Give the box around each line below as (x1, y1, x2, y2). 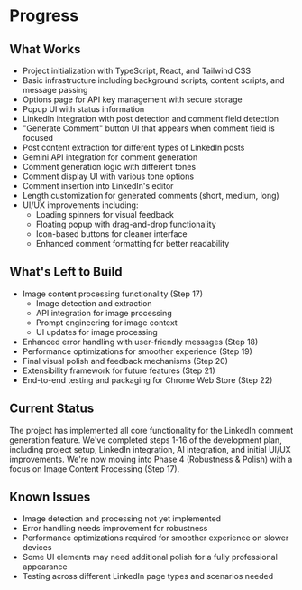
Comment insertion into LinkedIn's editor (22, 181, 174, 191)
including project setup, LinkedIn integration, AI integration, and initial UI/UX (9, 444, 291, 454)
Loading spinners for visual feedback (35, 210, 174, 220)
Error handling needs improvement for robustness (22, 523, 208, 534)
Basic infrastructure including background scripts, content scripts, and (22, 75, 286, 86)
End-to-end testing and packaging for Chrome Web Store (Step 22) (22, 374, 273, 385)
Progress (9, 5, 79, 26)
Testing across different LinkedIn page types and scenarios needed (22, 571, 274, 582)
